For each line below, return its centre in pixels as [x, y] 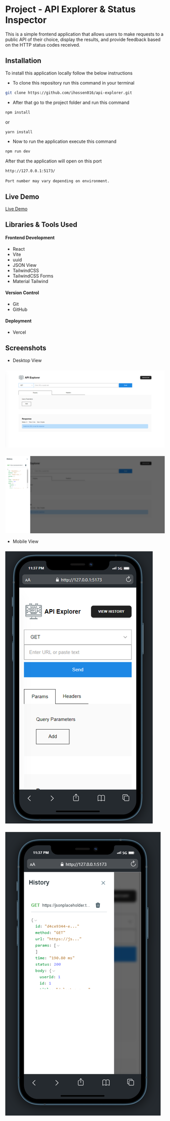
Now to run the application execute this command [65, 142]
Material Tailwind [30, 281]
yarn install [19, 132]
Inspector [26, 20]
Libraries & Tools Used [41, 225]
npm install [18, 112]
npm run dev [18, 151]
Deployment [18, 321]
